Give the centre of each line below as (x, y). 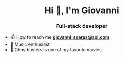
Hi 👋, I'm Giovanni (82, 10)
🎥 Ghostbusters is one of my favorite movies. (56, 50)
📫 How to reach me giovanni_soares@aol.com (59, 37)
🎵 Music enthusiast (30, 44)
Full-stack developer (82, 26)
